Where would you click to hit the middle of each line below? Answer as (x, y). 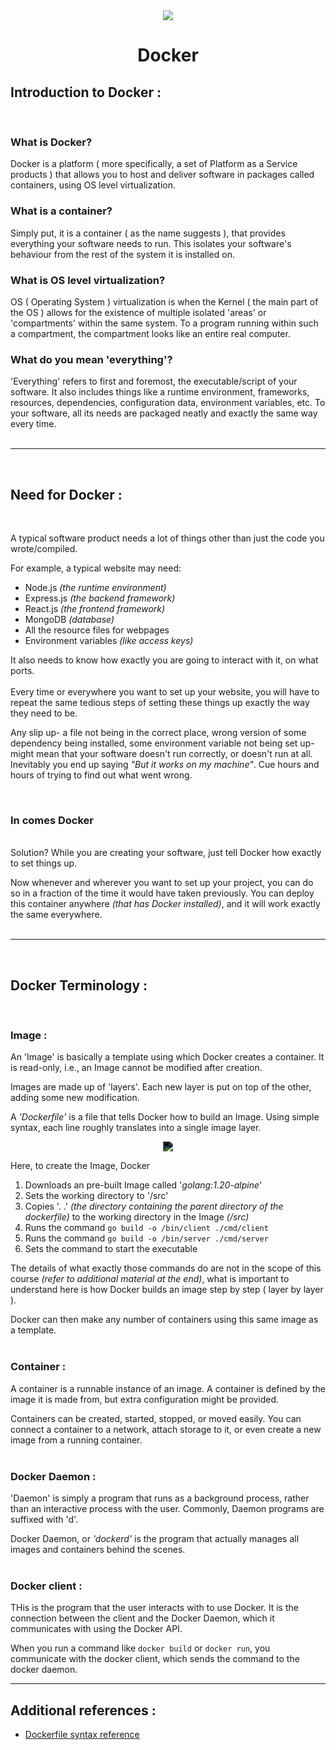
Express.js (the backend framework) (100, 598)
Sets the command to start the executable (111, 1249)
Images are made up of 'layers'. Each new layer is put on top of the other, (161, 1087)
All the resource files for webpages (97, 630)
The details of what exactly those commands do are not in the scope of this (166, 1268)
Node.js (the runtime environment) (95, 587)
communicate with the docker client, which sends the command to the (155, 1659)
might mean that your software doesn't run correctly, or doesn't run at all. (161, 753)
